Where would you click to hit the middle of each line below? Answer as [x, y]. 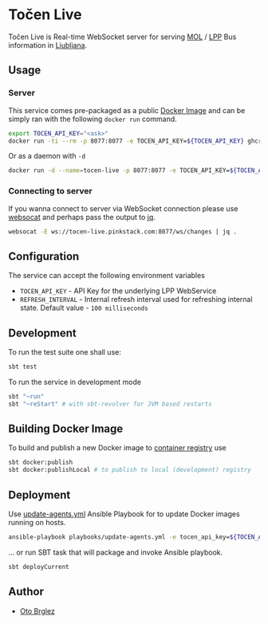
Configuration [44, 256]
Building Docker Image [66, 429]
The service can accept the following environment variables [107, 276]
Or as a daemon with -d [47, 156]
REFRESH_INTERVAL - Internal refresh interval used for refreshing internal [136, 300]
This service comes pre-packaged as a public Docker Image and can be [127, 110]
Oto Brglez [37, 610]
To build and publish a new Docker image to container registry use [117, 448]
